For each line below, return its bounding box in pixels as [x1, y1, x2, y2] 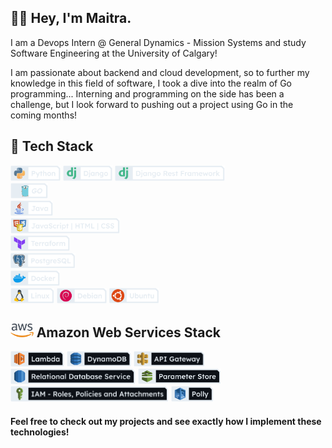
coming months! [10, 109, 78, 121]
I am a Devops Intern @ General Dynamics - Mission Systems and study [10, 36, 307, 48]
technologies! [10, 426, 70, 438]
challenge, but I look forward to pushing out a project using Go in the [10, 98, 294, 110]
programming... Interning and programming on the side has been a [10, 87, 285, 100]
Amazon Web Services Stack [36, 324, 222, 341]
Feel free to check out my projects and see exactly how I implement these [10, 416, 322, 428]
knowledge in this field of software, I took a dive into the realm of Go [10, 77, 292, 89]
